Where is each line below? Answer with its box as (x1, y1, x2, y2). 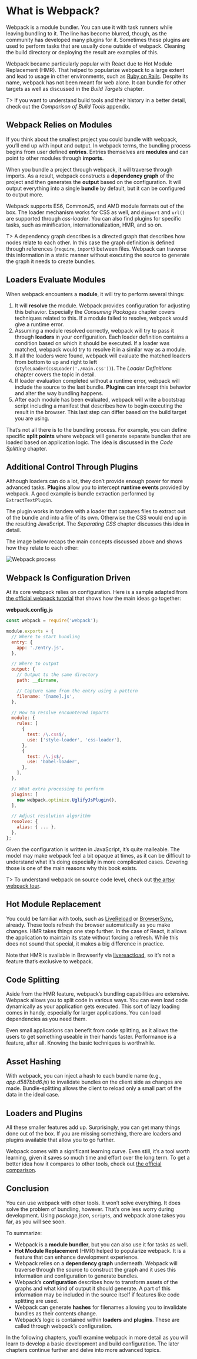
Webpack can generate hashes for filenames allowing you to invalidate (14, 1304, 187, 1311)
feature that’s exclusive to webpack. (6, 957, 94, 965)
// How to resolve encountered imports (11, 710, 109, 715)
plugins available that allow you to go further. (6, 1137, 115, 1144)
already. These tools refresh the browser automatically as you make (6, 921, 171, 928)
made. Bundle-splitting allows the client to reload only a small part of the (6, 1085, 182, 1092)
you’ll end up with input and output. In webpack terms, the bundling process (6, 142, 191, 149)
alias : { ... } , (16, 824, 57, 830)
